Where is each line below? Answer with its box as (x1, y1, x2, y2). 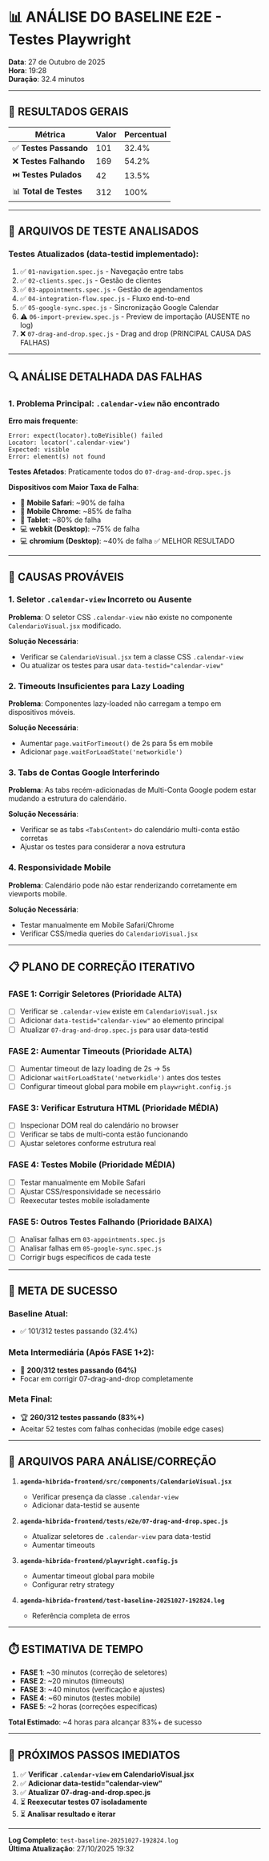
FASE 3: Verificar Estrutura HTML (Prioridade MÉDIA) (8, 1102, 219, 1113)
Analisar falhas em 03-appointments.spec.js (19, 1235, 166, 1244)
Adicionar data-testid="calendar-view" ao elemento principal (19, 1015, 224, 1026)
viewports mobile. (8, 888, 68, 898)
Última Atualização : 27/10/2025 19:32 (8, 1844, 134, 1854)
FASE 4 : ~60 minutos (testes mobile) (19, 1693, 142, 1703)
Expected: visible (8, 446, 70, 454)
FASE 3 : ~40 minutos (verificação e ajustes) (19, 1685, 166, 1695)
